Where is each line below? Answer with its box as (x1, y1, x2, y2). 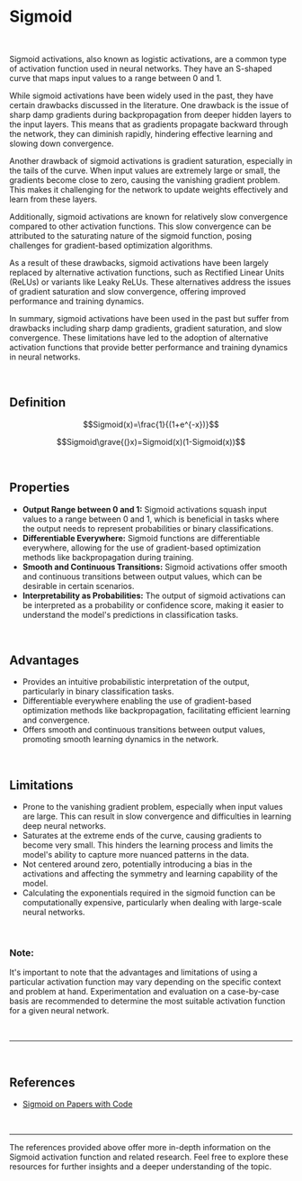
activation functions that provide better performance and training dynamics (9, 341, 289, 352)
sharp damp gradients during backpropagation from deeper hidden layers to (9, 109, 292, 120)
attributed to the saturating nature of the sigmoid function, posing (9, 230, 252, 241)
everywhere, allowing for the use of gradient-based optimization (22, 542, 262, 553)
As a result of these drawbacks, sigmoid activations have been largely (9, 257, 270, 268)
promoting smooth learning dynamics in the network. (22, 734, 219, 745)
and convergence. (22, 714, 90, 726)
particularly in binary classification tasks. (22, 686, 174, 697)
